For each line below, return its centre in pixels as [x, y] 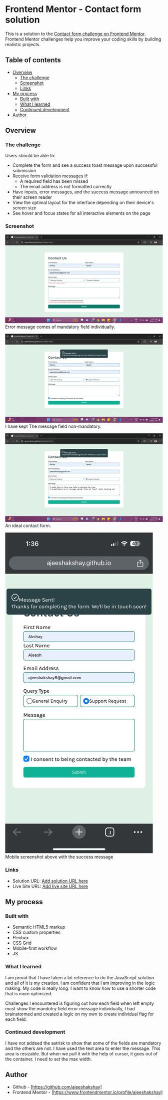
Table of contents [33, 60]
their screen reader [32, 197]
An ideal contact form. [28, 526]
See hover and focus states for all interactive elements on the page [81, 213]
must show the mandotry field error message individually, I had [70, 1008]
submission [24, 171]
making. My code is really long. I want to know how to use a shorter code [80, 988]
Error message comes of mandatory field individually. [60, 327]
